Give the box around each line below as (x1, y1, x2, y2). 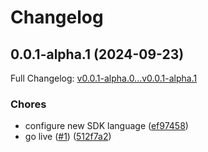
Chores (10, 97, 47, 111)
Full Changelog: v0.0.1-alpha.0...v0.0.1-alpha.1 (10, 72, 198, 84)
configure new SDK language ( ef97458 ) (24, 120, 189, 132)
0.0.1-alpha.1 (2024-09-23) (10, 46, 185, 63)
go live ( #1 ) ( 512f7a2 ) (24, 131, 112, 143)
